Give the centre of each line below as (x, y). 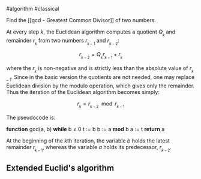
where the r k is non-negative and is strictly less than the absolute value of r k (100, 69)
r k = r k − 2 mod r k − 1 (101, 105)
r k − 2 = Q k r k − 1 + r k (101, 56)
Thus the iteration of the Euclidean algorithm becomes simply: (83, 92)
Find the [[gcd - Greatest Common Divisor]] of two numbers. (81, 20)
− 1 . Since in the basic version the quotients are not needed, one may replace (100, 78)
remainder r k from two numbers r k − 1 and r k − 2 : (63, 42)
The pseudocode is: (31, 117)
